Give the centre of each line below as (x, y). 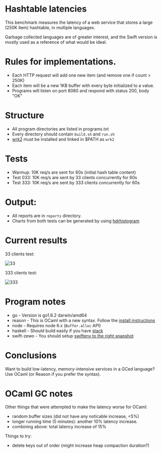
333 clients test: (21, 272)
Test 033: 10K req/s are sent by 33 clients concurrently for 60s (74, 177)
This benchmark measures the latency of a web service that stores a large (79, 22)
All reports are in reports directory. (47, 216)
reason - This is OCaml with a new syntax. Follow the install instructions (84, 320)
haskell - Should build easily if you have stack (58, 331)
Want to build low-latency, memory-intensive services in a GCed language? (80, 369)
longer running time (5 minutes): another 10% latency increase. (75, 421)
